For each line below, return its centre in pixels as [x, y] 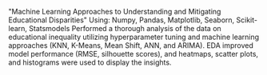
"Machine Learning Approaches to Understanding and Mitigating [115, 12]
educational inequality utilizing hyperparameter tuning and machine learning [134, 37]
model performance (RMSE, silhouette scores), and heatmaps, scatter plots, [133, 54]
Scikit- [247, 20]
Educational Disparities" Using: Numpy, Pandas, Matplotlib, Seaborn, [122, 20]
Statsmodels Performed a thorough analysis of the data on [125, 28]
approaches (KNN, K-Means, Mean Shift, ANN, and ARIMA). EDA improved [131, 45]
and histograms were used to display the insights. [90, 62]
